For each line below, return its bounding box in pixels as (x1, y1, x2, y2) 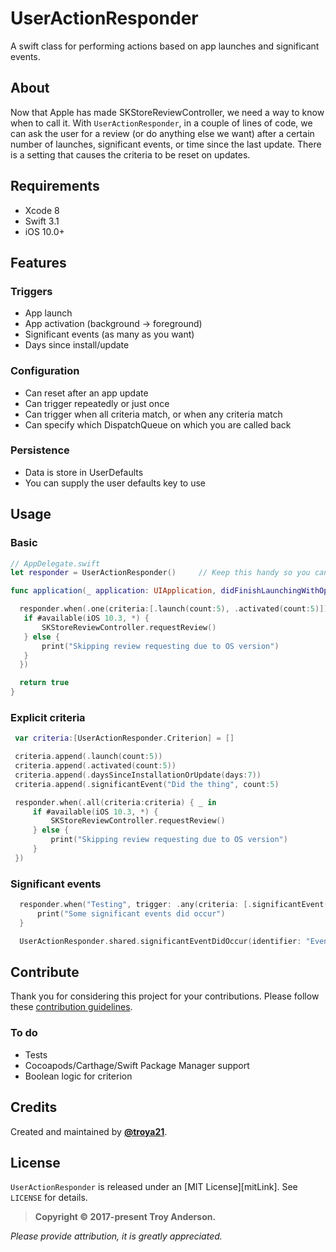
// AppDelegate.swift (10, 558, 101, 569)
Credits (10, 1099, 58, 1116)
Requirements (10, 178, 100, 195)
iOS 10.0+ (24, 225, 65, 237)
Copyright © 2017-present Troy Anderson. (34, 1211, 217, 1223)
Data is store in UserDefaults (24, 466, 144, 478)
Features (10, 254, 67, 271)
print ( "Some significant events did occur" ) (36, 909, 226, 919)
